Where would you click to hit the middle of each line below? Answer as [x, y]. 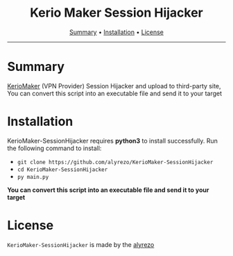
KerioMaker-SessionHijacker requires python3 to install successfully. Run [113, 141]
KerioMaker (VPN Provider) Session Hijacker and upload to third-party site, [114, 86]
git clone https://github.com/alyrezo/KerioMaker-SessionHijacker [115, 162]
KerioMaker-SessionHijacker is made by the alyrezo [81, 244]
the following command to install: [54, 148]
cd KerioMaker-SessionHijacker [62, 169]
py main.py [33, 177]
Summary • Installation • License [116, 32]
